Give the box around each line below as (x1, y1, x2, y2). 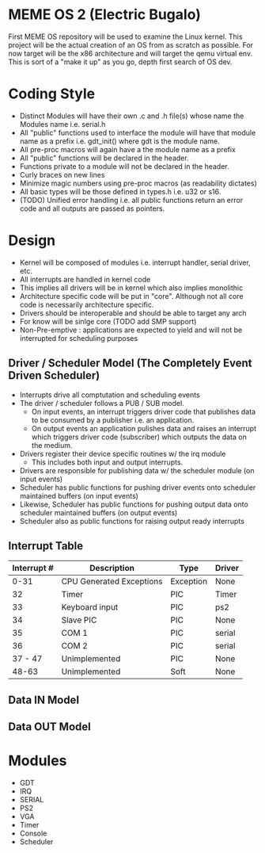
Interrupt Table (8, 539, 84, 553)
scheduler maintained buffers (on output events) (19, 507, 178, 517)
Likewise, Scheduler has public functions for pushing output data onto (19, 499, 249, 509)
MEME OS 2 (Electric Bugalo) (8, 6, 202, 24)
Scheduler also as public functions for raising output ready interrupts (19, 516, 245, 526)
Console (19, 828, 47, 838)
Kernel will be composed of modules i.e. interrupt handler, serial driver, (19, 258, 251, 267)
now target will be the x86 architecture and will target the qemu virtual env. (8, 48, 253, 58)
